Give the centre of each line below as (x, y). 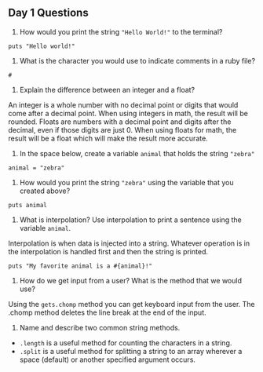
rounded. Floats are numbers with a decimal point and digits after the (120, 122)
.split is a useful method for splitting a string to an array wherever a (131, 351)
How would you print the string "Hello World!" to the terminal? (121, 31)
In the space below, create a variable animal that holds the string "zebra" (137, 153)
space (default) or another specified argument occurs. (108, 359)
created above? (45, 191)
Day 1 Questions (48, 13)
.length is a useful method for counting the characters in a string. (126, 343)
